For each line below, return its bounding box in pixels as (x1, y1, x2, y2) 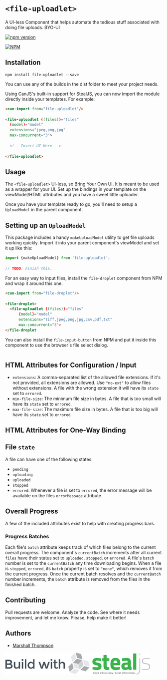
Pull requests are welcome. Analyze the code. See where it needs (5, 609, 140, 615)
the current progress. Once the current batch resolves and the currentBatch (5, 571, 161, 577)
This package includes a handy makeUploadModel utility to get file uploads (5, 234, 155, 240)
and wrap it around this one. (5, 280, 63, 286)
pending (12, 467, 28, 472)
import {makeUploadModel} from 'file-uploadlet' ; (5, 255, 111, 260)
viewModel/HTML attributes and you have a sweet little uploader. (5, 192, 139, 198)
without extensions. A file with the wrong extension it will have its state (12, 385, 159, 391)
